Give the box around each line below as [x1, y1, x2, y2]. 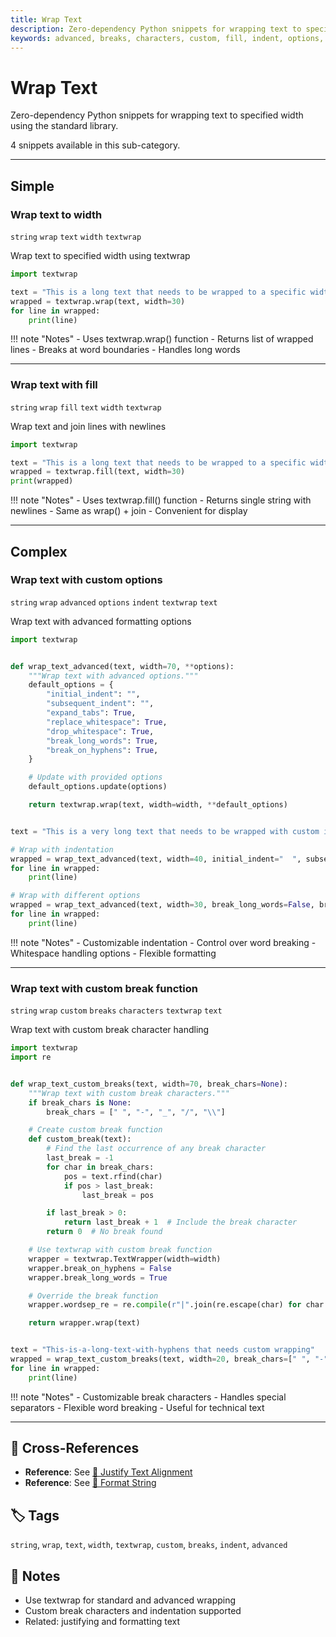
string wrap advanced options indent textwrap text [10, 597, 218, 608]
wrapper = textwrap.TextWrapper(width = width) [28, 1254, 222, 1264]
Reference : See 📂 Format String [24, 1477, 157, 1489]
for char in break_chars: [46, 1162, 155, 1172]
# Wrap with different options [10, 891, 141, 901]
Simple [10, 177, 55, 195]
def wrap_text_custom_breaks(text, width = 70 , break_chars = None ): [10, 1079, 288, 1089]
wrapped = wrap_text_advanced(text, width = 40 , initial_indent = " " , [10, 854, 302, 864]
